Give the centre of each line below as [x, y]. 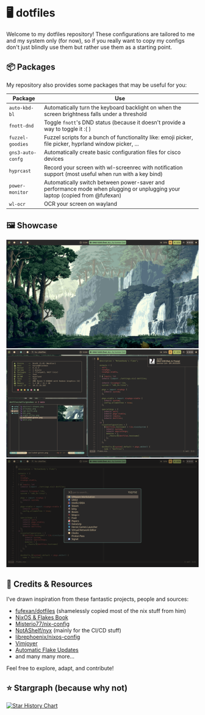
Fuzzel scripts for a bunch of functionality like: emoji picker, [118, 137]
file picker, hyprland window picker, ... [91, 144]
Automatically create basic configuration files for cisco [112, 152]
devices [54, 159]
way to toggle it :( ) [67, 129]
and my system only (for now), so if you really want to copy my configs [95, 40]
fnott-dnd [21, 126]
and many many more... [45, 656]
